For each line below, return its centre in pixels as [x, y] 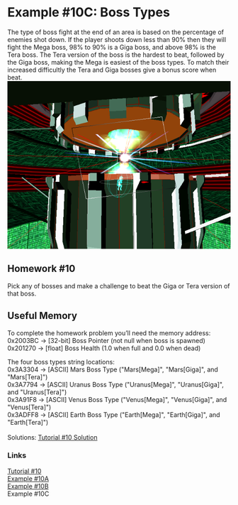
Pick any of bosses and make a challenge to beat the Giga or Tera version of [119, 286]
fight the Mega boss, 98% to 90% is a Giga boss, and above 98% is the [112, 47]
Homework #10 [41, 269]
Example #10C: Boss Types [89, 12]
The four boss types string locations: [61, 362]
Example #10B [28, 486]
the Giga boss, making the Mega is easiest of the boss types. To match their [118, 62]
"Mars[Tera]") [28, 376]
